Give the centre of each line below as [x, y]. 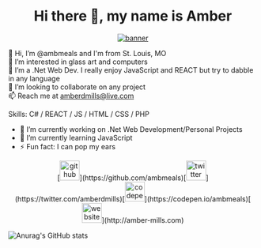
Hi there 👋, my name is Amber [133, 16]
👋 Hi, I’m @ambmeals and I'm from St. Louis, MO [87, 53]
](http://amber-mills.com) [143, 220]
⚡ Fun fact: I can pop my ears [68, 146]
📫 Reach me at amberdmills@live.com [71, 96]
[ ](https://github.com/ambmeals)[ [122, 178]
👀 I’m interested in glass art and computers [78, 62]
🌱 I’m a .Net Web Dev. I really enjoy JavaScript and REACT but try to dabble [131, 70]
